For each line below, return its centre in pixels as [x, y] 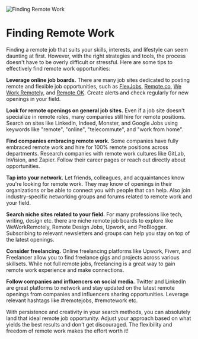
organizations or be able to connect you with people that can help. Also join [98, 190]
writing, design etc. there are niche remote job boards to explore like [90, 220]
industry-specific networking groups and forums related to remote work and [99, 197]
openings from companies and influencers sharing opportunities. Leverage [98, 294]
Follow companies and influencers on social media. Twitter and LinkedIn [96, 281]
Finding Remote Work [60, 33]
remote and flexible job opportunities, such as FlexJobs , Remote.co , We [94, 86]
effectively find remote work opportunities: [58, 68]
